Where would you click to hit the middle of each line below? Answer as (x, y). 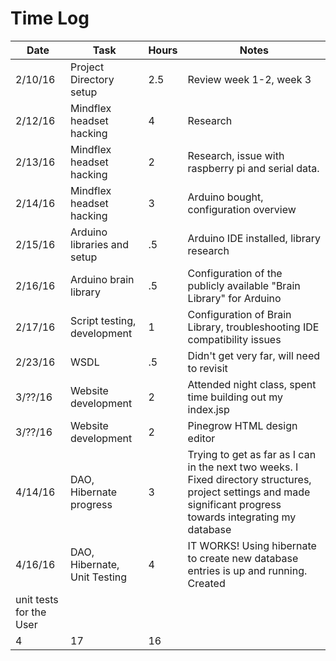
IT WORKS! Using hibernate (252, 545)
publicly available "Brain (244, 285)
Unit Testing (99, 577)
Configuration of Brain (239, 314)
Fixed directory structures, (249, 479)
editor (201, 438)
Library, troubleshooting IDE (253, 327)
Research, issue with (236, 155)
